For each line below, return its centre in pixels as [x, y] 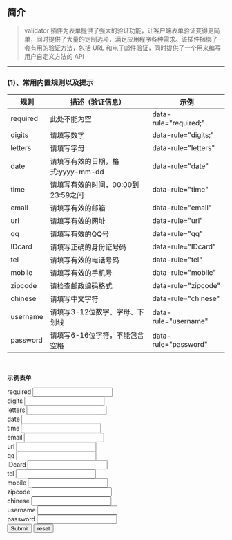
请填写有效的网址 [78, 222]
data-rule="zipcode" [186, 286]
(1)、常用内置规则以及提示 [50, 82]
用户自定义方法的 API [54, 56]
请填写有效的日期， [81, 161]
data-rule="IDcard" [184, 246]
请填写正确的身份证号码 [88, 247]
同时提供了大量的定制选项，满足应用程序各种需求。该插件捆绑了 [127, 39]
